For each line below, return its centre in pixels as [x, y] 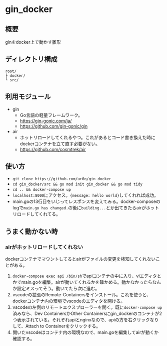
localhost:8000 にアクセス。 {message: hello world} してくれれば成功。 [85, 195]
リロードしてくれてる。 [36, 214]
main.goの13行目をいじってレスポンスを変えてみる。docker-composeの [86, 201]
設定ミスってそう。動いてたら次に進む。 [58, 289]
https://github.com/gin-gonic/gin [54, 126]
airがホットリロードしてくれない [44, 247]
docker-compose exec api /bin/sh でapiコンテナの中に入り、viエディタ [85, 276]
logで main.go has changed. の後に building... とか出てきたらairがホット [86, 208]
